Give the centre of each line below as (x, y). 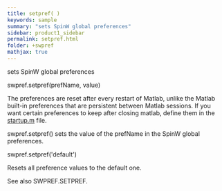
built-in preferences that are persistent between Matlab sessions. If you (109, 105)
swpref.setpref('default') (42, 154)
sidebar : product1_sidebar (46, 33)
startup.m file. (27, 120)
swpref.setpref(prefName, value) (54, 85)
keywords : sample (32, 20)
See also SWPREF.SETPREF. (47, 181)
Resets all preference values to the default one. (74, 168)
